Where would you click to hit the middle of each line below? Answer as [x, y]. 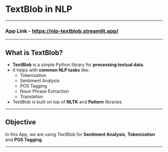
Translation [31, 96]
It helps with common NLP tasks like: [51, 70]
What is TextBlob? [34, 53]
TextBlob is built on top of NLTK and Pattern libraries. [68, 102]
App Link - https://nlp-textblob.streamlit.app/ [62, 31]
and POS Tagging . [24, 139]
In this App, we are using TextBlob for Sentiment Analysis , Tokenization [80, 134]
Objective [21, 122]
